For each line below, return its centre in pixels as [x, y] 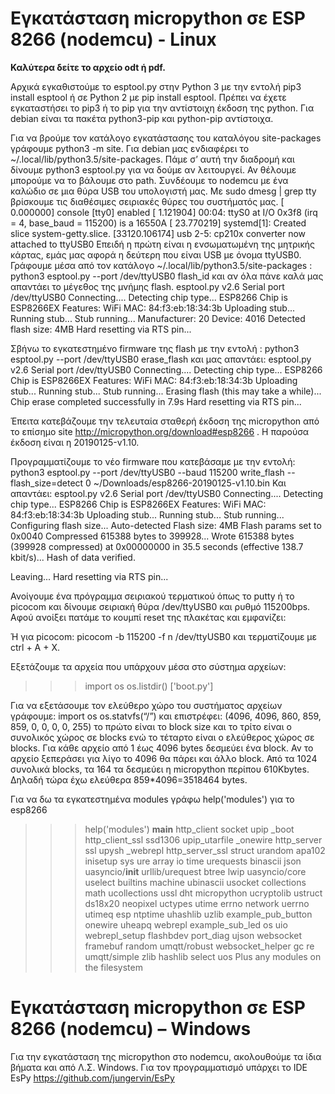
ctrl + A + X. [35, 647]
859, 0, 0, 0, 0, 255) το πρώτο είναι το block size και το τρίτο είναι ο [151, 726]
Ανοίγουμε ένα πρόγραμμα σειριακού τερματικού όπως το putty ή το [152, 596]
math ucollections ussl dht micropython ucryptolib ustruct [203, 893]
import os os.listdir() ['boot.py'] [149, 686]
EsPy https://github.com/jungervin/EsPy [92, 1078]
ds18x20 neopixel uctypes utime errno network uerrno [197, 903]
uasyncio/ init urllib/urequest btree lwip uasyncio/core [195, 871]
